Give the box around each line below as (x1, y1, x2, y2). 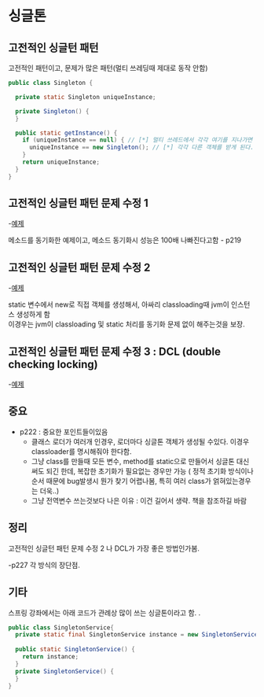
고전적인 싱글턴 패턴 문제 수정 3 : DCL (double (8, 345, 222, 358)
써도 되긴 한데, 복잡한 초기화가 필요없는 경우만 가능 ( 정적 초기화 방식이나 (31, 466, 254, 476)
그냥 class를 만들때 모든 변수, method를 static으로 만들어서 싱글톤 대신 (31, 456, 250, 466)
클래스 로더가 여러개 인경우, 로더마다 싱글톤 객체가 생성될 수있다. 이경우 (31, 437, 250, 446)
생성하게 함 (16, 310, 51, 319)
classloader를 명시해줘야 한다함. (31, 446, 132, 456)
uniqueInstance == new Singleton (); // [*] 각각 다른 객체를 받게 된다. (28, 143, 254, 152)
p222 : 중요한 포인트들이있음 (19, 426, 108, 437)
